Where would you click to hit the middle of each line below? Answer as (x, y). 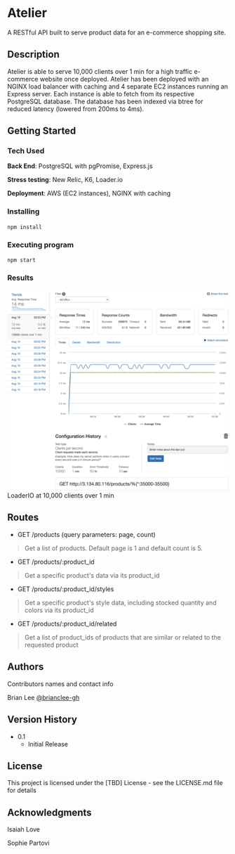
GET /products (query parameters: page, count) (86, 534)
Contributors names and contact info (60, 684)
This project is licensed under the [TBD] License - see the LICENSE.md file (115, 783)
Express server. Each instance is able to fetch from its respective (101, 93)
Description (33, 54)
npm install (25, 227)
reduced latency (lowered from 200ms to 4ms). (76, 109)
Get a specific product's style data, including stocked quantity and (120, 602)
